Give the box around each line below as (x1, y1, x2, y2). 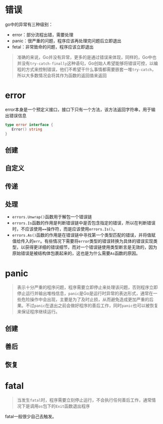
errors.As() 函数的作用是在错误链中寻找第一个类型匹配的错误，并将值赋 (12, 232, 156, 238)
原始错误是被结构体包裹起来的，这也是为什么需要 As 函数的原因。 (12, 250, 141, 256)
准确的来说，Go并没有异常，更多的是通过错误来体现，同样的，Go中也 (17, 54, 157, 60)
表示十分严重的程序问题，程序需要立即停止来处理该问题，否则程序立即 (17, 284, 158, 290)
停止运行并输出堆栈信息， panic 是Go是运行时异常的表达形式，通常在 (17, 290, 153, 297)
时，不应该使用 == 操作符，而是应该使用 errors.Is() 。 (12, 226, 118, 232)
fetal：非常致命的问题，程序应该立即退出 (12, 44, 94, 50)
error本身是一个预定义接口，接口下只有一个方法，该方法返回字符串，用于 (5, 106, 152, 112)
